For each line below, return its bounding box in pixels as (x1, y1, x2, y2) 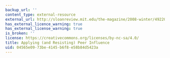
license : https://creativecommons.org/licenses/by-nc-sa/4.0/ (5, 36, 139, 41)
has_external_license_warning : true (5, 26, 82, 31)
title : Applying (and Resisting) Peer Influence (5, 40, 110, 45)
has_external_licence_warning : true (5, 21, 82, 27)
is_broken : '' (5, 31, 35, 36)
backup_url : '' (5, 7, 37, 13)
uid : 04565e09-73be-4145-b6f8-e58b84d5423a (5, 45, 99, 50)
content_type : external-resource (5, 12, 76, 17)
